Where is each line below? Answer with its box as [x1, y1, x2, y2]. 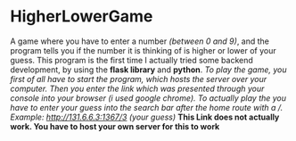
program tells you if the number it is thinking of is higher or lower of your [10, 45, 276, 55]
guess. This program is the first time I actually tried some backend [10, 54, 253, 65]
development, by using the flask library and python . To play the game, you [10, 64, 287, 75]
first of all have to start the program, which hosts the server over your [10, 73, 267, 84]
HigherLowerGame [10, 6, 153, 27]
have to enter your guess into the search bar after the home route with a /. [10, 102, 284, 112]
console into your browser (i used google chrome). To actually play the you [10, 92, 287, 104]
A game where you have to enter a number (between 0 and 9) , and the [10, 36, 270, 46]
